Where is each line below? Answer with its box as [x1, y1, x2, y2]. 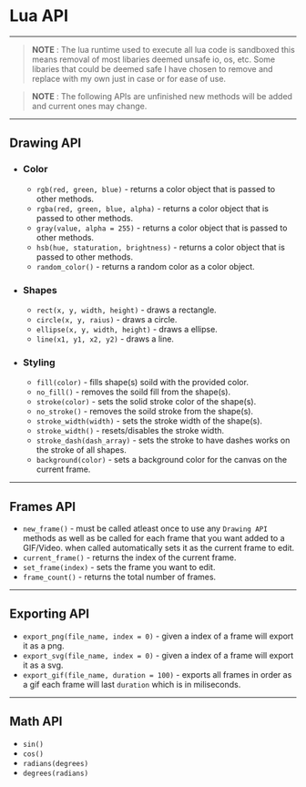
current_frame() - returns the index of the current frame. [22, 552, 237, 563]
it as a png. [22, 639, 66, 651]
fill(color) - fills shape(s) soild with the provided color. [36, 377, 249, 388]
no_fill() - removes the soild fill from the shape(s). [36, 386, 231, 397]
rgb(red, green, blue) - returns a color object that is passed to [36, 183, 276, 194]
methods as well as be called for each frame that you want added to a [22, 533, 285, 544]
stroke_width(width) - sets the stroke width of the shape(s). [36, 415, 262, 426]
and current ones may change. [31, 100, 148, 111]
